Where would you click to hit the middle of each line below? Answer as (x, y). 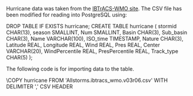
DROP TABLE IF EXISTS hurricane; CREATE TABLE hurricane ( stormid (91, 26)
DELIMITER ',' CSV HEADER (39, 87)
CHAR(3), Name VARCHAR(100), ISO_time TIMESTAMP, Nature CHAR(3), (95, 39)
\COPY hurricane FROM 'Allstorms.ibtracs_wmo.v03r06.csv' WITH (87, 80)
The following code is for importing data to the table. (70, 69)
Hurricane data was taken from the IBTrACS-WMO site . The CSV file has (94, 9)
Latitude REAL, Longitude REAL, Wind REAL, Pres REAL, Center (83, 45)
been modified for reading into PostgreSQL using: (67, 15)
